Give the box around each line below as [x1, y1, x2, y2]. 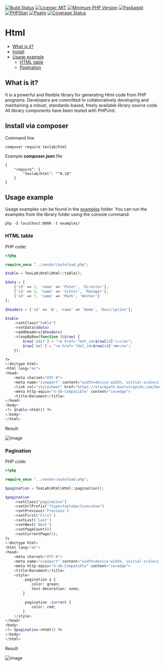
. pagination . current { [23, 599, 71, 605]
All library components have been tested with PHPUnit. [5, 107, 116, 113]
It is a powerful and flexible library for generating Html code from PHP [5, 92, 146, 98]
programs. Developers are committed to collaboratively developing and [5, 97, 149, 103]
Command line [5, 135, 35, 140]
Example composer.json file [5, 153, 62, 159]
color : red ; [31, 604, 56, 609]
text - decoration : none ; [31, 587, 80, 592]
